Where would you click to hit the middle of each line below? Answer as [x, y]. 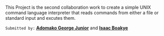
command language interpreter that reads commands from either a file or [82, 13]
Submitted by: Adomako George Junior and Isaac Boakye [67, 28]
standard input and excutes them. [40, 18]
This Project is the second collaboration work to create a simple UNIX [78, 7]
